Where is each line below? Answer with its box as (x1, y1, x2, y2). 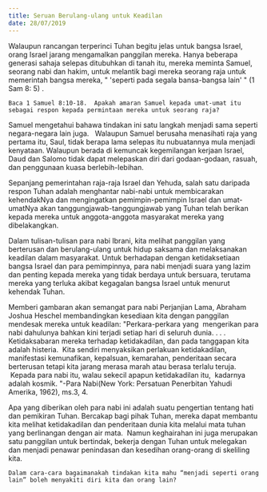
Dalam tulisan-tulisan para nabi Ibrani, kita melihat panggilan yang (8, 236, 225, 245)
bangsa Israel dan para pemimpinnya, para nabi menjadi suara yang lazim (8, 261, 251, 271)
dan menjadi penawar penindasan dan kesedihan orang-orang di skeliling (8, 445, 250, 454)
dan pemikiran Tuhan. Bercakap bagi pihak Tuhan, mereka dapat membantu (8, 411, 258, 420)
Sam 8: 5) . (8, 83, 45, 93)
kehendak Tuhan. (8, 287, 66, 296)
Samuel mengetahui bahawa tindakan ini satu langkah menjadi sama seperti (8, 120, 258, 129)
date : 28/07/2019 (8, 19, 66, 27)
